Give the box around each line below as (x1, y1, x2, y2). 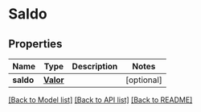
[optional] (125, 74, 162, 85)
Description (72, 61, 118, 72)
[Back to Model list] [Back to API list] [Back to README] (8, 95, 193, 105)
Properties (8, 37, 63, 51)
